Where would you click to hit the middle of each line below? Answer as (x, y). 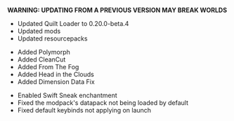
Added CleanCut (41, 59)
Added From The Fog (48, 67)
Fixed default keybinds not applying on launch (84, 110)
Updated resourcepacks (52, 38)
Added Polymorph (44, 52)
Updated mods (39, 31)
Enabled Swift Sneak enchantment (67, 95)
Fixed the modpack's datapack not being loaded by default (103, 103)
